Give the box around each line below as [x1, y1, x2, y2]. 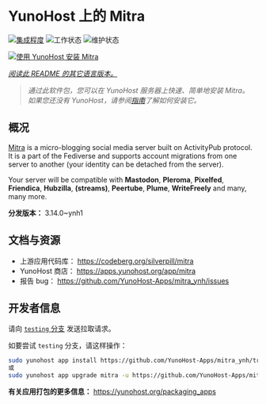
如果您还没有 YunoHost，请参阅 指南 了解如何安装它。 [27, 95, 201, 105]
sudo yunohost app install [8, 356, 97, 365]
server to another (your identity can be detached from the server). [8, 160, 224, 169]
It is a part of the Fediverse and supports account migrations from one [8, 151, 237, 160]
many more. [8, 191, 47, 201]
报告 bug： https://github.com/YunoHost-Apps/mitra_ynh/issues [19, 275, 230, 286]
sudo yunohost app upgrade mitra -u [8, 371, 129, 379]
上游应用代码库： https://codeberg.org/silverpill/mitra [19, 256, 194, 266]
